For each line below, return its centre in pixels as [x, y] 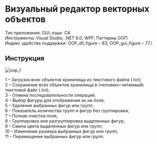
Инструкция [25, 59]
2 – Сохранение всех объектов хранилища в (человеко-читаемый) [75, 85]
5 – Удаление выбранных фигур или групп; [49, 105]
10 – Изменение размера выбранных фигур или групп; [61, 131]
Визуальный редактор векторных [77, 9]
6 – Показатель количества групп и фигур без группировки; [67, 110]
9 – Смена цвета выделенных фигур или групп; [54, 126]
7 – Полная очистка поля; [31, 116]
